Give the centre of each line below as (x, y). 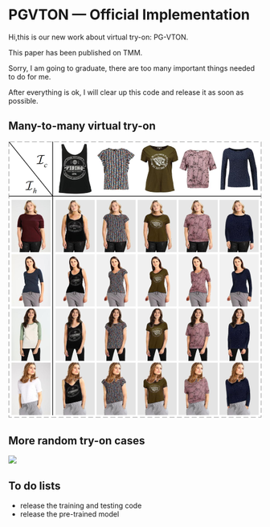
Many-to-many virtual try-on (82, 126)
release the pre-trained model (70, 514)
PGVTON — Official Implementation (129, 15)
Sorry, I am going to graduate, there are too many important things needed (132, 68)
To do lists (35, 486)
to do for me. (30, 76)
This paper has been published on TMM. (76, 52)
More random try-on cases (77, 441)
